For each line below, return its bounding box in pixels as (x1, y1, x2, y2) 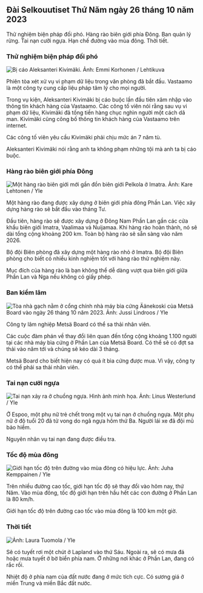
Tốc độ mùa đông (6, 450, 59, 459)
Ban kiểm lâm (6, 288, 47, 297)
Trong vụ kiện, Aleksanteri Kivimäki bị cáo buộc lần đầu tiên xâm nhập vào (6, 96, 192, 103)
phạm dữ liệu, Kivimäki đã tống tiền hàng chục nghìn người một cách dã (6, 109, 185, 116)
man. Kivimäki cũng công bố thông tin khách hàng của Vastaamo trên (6, 116, 180, 123)
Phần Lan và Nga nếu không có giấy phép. (6, 273, 112, 280)
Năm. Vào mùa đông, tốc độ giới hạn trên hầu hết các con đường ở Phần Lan (6, 489, 197, 496)
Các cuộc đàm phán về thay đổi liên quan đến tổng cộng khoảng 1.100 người (6, 332, 197, 339)
